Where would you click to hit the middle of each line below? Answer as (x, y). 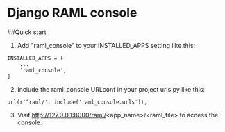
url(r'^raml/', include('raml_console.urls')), (77, 102)
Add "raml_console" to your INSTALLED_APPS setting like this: (106, 45)
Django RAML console (72, 13)
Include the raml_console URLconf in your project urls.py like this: (111, 89)
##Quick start (27, 32)
